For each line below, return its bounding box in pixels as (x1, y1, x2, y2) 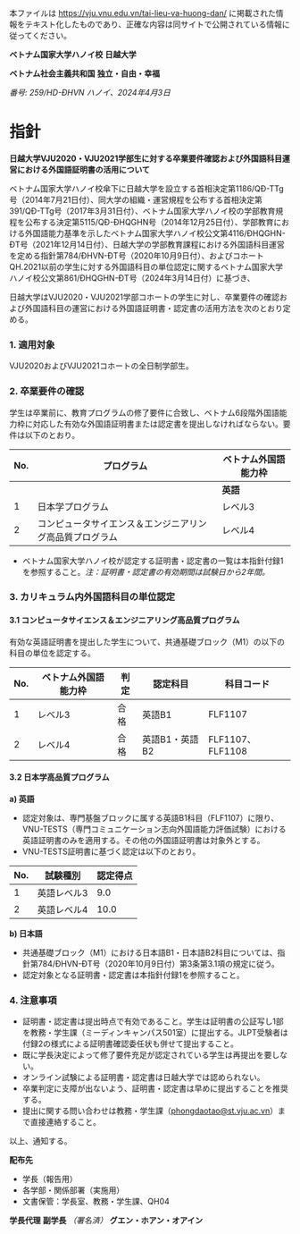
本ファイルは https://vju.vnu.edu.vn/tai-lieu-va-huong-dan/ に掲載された (9, 8, 277, 18)
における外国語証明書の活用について (16, 164, 150, 174)
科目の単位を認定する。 (9, 647, 96, 658)
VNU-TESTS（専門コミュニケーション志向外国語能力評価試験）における (21, 824, 287, 834)
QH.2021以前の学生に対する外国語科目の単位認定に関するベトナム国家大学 (9, 261, 284, 272)
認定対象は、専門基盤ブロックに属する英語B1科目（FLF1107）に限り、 (21, 812, 279, 823)
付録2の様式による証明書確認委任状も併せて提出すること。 (21, 1038, 238, 1049)
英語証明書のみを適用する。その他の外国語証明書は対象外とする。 (21, 834, 265, 845)
